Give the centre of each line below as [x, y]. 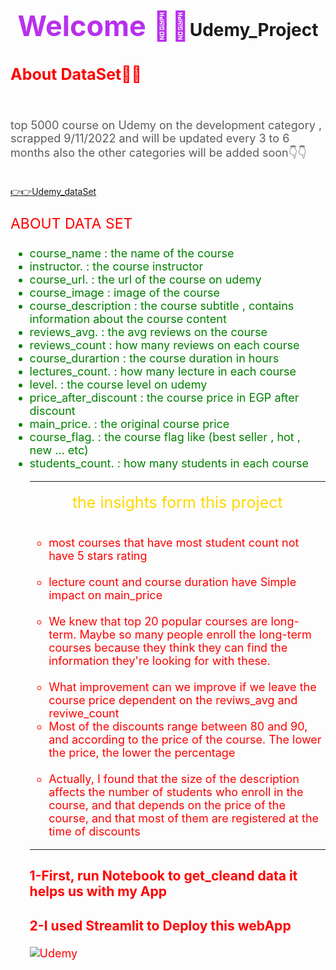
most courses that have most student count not [174, 542]
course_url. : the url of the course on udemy [145, 279]
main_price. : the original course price [129, 423]
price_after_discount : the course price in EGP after [164, 397]
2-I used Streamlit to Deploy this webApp [160, 925]
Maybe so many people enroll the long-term [195, 634]
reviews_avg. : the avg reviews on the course [148, 331]
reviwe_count [84, 713]
